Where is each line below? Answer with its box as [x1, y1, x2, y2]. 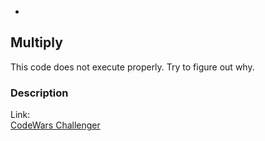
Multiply [10, 34, 63, 51]
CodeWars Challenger [10, 119, 101, 131]
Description [10, 86, 69, 100]
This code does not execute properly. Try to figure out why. [10, 61, 255, 73]
